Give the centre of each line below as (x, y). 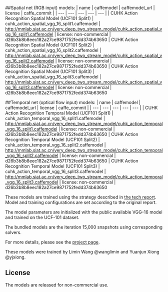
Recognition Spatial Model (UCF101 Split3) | (50, 71)
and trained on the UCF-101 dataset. (42, 217)
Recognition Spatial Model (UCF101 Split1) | (49, 18)
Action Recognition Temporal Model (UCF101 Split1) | (59, 113)
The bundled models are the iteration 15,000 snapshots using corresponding (84, 227)
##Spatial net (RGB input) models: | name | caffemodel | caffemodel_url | (80, 8)
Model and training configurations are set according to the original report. (81, 202)
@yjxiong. (15, 257)
